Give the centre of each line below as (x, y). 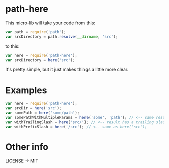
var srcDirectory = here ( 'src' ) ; (40, 60)
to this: (12, 46)
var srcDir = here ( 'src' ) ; (33, 108)
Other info (27, 147)
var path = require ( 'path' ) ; (36, 32)
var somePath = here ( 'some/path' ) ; (43, 113)
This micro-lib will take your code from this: (50, 23)
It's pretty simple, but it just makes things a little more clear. (67, 70)
